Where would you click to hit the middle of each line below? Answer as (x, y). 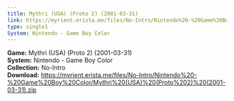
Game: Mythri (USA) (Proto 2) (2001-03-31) (70, 53)
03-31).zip (22, 90)
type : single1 (28, 26)
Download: (23, 75)
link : (15, 20)
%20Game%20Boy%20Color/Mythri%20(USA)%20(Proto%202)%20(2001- (117, 83)
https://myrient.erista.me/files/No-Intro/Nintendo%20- (119, 75)
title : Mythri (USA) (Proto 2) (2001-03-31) (73, 14)
